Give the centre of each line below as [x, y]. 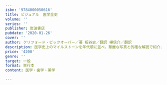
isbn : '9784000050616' [29, 10]
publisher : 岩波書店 [25, 28]
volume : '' [16, 19]
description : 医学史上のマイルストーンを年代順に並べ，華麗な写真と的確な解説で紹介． [85, 47]
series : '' [16, 24]
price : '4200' [20, 51]
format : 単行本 [20, 65]
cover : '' [15, 38]
